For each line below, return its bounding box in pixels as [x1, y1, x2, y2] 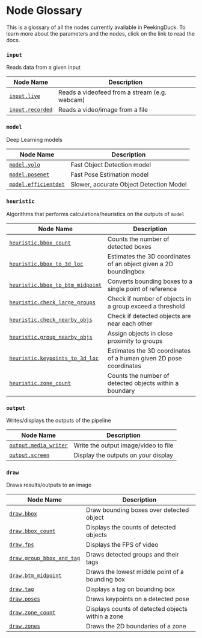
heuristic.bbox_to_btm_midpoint [9, 281, 102, 289]
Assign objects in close [107, 329, 173, 337]
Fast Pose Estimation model [70, 170, 149, 179]
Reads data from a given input [6, 64, 81, 71]
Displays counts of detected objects [86, 605, 188, 613]
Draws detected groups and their [86, 550, 179, 559]
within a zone [86, 612, 124, 620]
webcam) [58, 96, 85, 104]
